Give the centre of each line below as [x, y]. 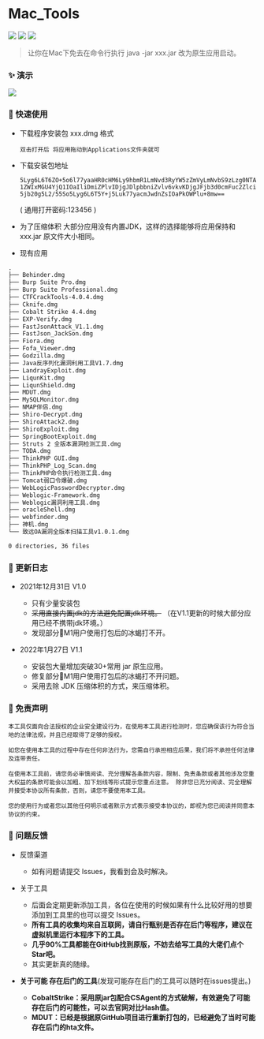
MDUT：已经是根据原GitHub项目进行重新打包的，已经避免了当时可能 [143, 1017]
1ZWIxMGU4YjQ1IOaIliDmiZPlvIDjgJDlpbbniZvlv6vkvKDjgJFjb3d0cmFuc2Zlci [138, 187]
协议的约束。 [26, 815]
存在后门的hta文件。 [65, 1027]
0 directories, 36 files [49, 546]
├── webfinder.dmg [38, 518]
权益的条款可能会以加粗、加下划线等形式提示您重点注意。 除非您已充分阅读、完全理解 [133, 783]
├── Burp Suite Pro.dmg [47, 282]
